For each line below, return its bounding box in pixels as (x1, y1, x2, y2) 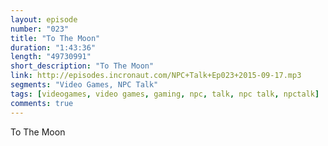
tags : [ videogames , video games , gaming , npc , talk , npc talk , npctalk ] (10, 89, 320, 99)
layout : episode (10, 14, 78, 25)
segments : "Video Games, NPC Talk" (10, 80, 159, 90)
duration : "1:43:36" (10, 42, 97, 53)
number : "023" (10, 24, 70, 34)
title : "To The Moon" (10, 33, 101, 43)
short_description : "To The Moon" (10, 61, 155, 71)
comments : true (10, 98, 74, 108)
